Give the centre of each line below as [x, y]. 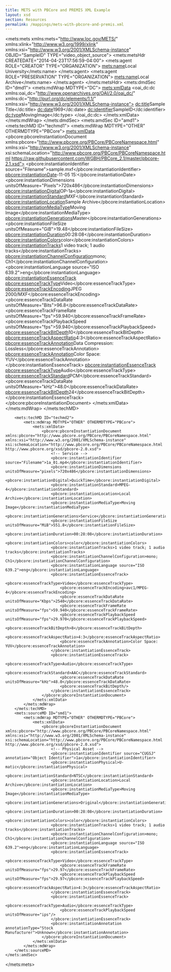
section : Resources [26, 19]
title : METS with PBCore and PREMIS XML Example [58, 10]
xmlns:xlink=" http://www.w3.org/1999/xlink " [52, 45]
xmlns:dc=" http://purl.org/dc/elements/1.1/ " [51, 99]
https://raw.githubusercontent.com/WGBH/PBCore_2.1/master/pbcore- [85, 159]
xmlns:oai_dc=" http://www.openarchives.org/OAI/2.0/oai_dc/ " [70, 93]
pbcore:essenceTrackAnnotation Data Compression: [59, 343]
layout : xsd [18, 15]
